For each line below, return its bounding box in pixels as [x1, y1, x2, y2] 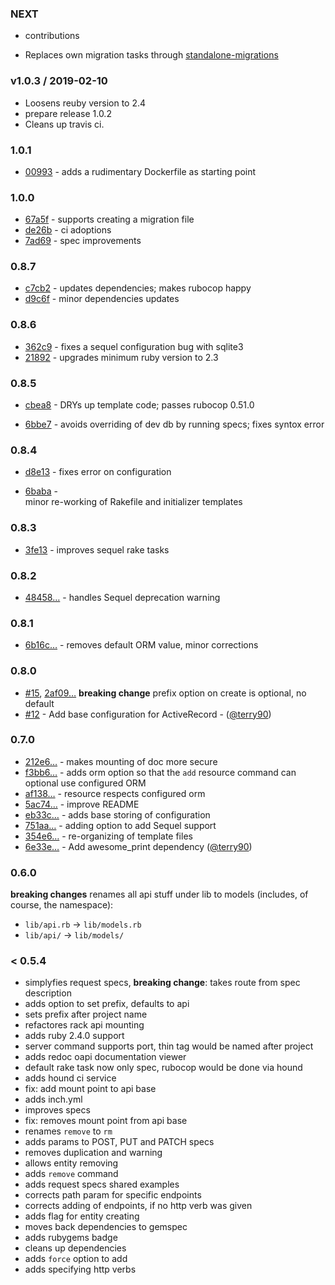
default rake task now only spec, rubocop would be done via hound [24, 1062, 303, 1074]
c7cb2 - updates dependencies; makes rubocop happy [24, 282, 252, 294]
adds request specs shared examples [24, 1178, 180, 1191]
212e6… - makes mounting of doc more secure [24, 755, 218, 767]
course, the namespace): [10, 899, 114, 911]
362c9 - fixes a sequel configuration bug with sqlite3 [24, 340, 244, 352]
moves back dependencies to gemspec [24, 1221, 188, 1233]
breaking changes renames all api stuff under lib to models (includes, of [10, 888, 309, 901]
